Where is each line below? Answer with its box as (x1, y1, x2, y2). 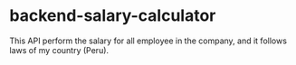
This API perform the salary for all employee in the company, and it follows (9, 35, 288, 46)
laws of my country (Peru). (9, 44, 110, 55)
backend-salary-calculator (9, 5, 216, 26)
